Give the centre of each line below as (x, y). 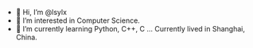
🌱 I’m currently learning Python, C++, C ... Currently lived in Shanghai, (130, 29)
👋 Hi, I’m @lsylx (41, 12)
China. (26, 37)
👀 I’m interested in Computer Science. (78, 20)
